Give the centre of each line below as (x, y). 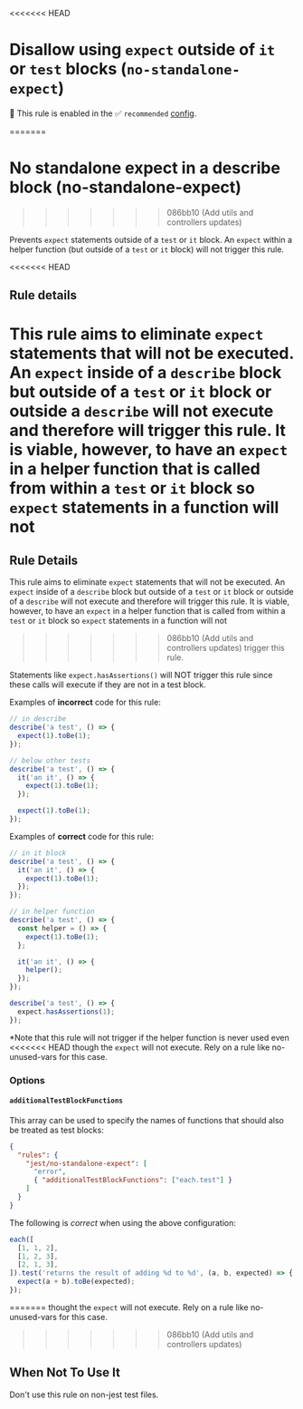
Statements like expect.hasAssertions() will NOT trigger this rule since (141, 675)
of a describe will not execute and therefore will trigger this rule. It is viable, (150, 601)
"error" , (50, 1172)
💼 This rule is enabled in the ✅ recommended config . (103, 113)
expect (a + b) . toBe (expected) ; (76, 1282)
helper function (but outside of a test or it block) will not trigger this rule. (147, 249)
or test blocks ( (68, 69)
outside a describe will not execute (142, 411)
